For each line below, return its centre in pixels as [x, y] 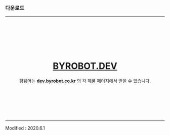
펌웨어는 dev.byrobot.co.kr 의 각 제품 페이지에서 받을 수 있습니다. [85, 81]
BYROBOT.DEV [85, 66]
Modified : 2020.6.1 [25, 128]
